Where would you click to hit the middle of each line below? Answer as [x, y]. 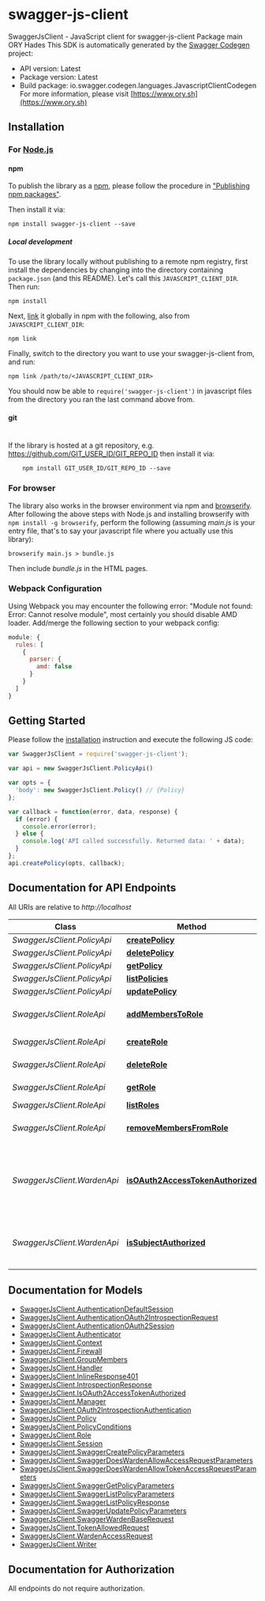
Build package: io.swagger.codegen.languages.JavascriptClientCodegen [138, 85]
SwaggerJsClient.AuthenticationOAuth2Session [97, 1326]
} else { [30, 834]
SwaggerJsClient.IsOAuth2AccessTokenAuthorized [103, 1393]
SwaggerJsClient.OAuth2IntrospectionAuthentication [105, 1410]
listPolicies [147, 978]
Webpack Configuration [55, 589]
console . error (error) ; [60, 827]
